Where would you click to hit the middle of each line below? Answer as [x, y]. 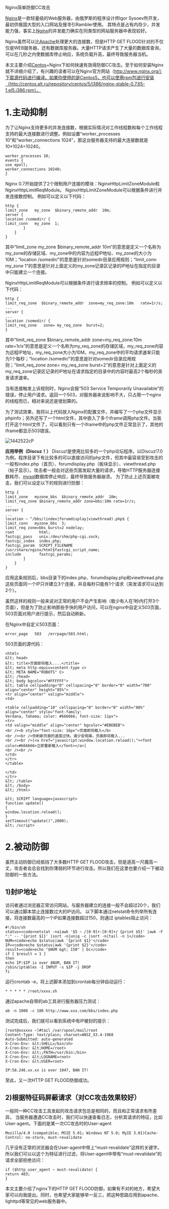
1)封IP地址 [21, 892]
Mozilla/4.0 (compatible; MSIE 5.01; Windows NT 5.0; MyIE [68, 1133]
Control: [14, 1137]
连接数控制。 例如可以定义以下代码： [48, 196]
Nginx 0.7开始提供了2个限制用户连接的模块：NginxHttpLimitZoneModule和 [82, 183]
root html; [28, 532]
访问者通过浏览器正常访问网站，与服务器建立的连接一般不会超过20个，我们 [83, 905]
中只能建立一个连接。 [27, 272]
